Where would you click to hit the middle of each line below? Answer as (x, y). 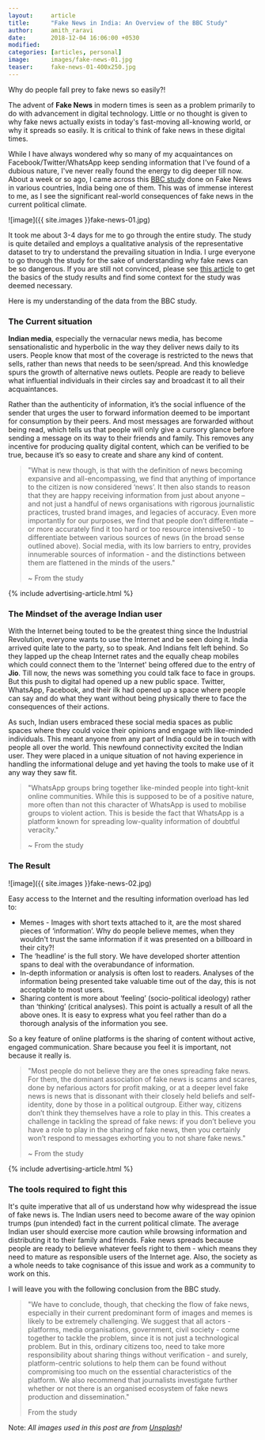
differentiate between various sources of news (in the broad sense (136, 538)
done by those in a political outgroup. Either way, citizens (149, 1104)
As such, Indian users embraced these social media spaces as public (121, 722)
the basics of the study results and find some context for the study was (125, 277)
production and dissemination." (78, 1396)
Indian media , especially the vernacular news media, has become (115, 339)
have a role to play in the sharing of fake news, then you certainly (134, 1130)
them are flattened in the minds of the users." (101, 563)
